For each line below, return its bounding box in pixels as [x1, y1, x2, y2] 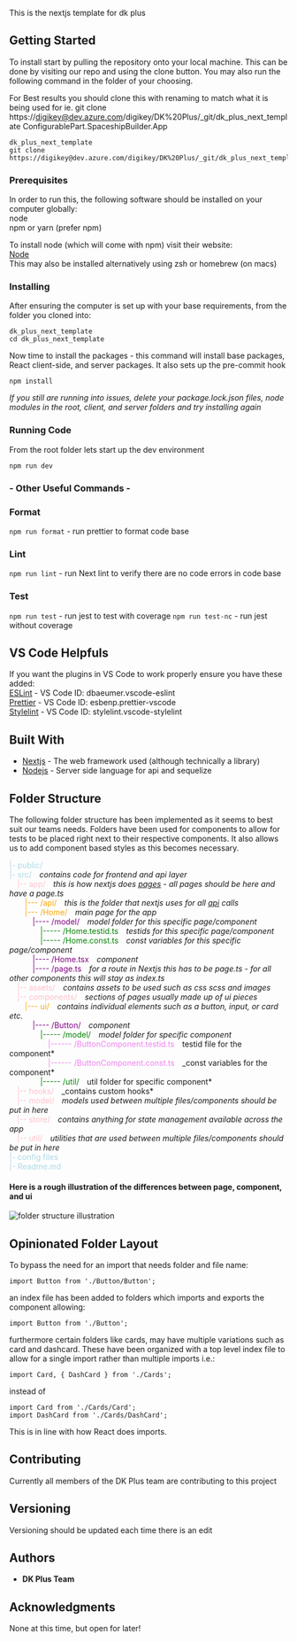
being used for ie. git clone [9, 102, 107, 113]
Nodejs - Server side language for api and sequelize [21, 766, 212, 776]
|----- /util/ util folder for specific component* [40, 1076, 212, 1086]
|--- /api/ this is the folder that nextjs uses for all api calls [25, 897, 239, 907]
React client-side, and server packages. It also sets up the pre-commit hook [9, 360, 286, 370]
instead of [9, 1386, 46, 1397]
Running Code [9, 424, 72, 437]
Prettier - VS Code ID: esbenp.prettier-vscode [9, 697, 177, 708]
